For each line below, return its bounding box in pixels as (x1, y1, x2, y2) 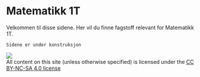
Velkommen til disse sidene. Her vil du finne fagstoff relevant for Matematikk (6, 24, 194, 31)
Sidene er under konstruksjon (6, 42, 82, 48)
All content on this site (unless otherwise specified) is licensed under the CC (6, 58, 194, 65)
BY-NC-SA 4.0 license (6, 64, 61, 72)
